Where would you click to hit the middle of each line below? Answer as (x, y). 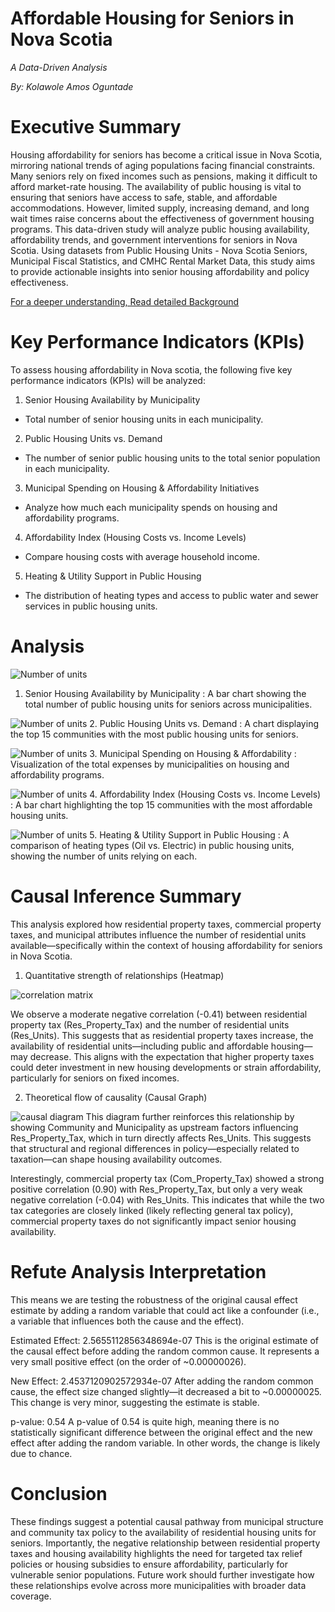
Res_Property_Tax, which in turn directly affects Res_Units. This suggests (161, 1138)
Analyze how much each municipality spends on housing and (151, 507)
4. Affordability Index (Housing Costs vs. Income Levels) (205, 794)
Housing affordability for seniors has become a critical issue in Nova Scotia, (166, 154)
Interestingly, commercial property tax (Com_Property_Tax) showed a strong (167, 1178)
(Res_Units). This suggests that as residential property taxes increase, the (162, 1035)
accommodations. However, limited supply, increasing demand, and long (160, 208)
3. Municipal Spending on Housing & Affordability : (193, 753)
